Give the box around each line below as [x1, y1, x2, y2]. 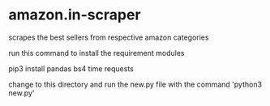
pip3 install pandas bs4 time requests [8, 63, 134, 74]
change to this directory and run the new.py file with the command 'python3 [8, 79, 262, 89]
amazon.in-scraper [8, 6, 141, 24]
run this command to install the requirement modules [8, 48, 185, 57]
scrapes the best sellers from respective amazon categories [8, 32, 209, 42]
